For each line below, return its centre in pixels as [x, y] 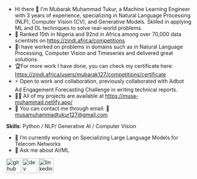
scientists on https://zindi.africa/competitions [70, 40]
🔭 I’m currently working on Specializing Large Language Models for [96, 138]
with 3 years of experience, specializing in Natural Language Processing [102, 15]
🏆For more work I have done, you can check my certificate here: [94, 66]
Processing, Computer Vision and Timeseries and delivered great [94, 53]
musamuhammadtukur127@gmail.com [61, 115]
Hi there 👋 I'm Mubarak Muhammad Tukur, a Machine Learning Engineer [102, 9]
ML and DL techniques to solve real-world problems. [78, 28]
